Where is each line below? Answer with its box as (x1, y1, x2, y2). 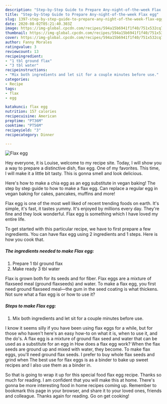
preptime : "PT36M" (5, 118, 43, 123)
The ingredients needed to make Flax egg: (5, 248, 94, 254)
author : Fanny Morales (5, 40, 52, 45)
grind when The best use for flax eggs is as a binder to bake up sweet (5, 357, 149, 363)
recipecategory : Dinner (5, 132, 55, 137)
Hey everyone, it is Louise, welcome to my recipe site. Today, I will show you (5, 160, 162, 166)
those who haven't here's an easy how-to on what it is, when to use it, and (5, 330, 158, 337)
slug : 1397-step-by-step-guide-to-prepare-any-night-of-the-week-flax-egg (5, 16, 164, 21)
